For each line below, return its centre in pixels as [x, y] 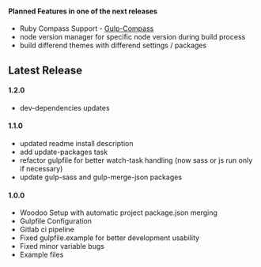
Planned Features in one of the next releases [83, 11]
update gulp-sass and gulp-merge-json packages [101, 177]
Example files [42, 255]
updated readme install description [76, 143]
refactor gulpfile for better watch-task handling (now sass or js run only [136, 160]
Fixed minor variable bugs [62, 246]
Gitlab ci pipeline [47, 230]
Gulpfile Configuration [56, 221]
